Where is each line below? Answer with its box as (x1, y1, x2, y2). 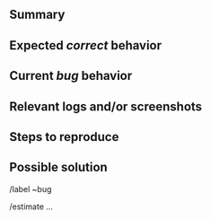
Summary (9, 7, 66, 22)
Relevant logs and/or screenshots (9, 99, 203, 114)
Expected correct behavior (9, 38, 163, 53)
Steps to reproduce (9, 129, 119, 145)
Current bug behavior (9, 68, 133, 84)
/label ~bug (9, 183, 52, 194)
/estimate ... (9, 201, 54, 212)
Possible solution (9, 160, 108, 175)
